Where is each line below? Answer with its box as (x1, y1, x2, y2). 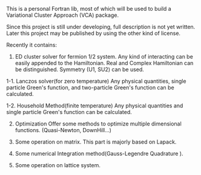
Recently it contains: (6, 42, 58, 48)
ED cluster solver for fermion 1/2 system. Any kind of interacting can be (15, 53, 194, 60)
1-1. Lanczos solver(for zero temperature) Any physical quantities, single (6, 78, 186, 84)
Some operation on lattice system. (15, 162, 101, 168)
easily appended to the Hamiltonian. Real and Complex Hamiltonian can (15, 60, 194, 66)
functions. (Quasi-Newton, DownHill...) (15, 127, 112, 133)
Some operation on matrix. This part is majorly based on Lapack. (15, 138, 177, 145)
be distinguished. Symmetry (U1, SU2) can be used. (15, 66, 144, 73)
